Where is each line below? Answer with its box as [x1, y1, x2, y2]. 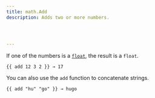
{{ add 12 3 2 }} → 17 [6, 64, 64, 70]
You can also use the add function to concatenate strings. [6, 74, 150, 81]
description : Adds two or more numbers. [6, 14, 110, 20]
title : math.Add [6, 8, 47, 15]
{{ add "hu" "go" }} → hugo [6, 85, 77, 92]
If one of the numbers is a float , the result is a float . [6, 52, 139, 59]
